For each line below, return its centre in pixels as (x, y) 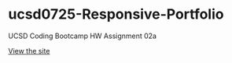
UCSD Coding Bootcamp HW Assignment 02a (83, 36)
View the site (29, 51)
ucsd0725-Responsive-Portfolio (116, 14)
